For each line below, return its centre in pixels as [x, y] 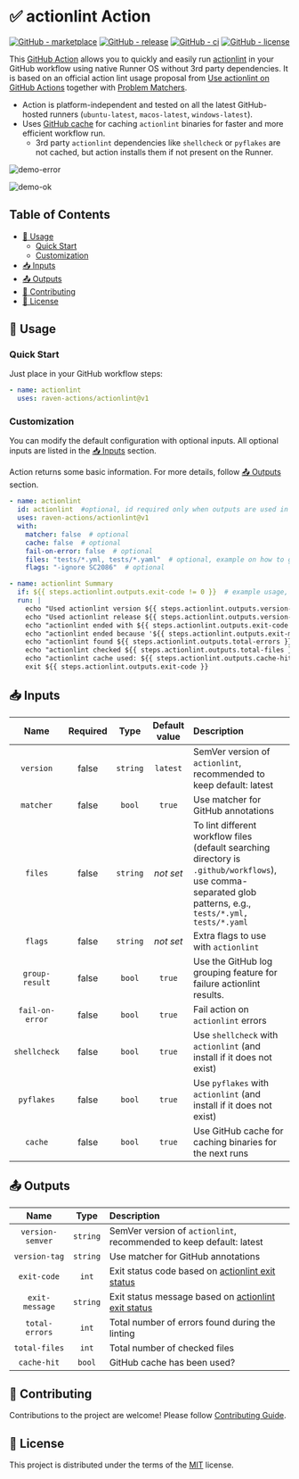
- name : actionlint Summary [61, 584]
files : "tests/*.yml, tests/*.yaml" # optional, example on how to [155, 560]
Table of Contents [60, 215]
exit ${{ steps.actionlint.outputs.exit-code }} [117, 667]
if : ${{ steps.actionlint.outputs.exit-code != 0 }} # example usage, [153, 592]
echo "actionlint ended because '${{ [95, 634]
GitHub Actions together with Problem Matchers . [98, 87]
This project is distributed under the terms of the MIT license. [121, 1465]
